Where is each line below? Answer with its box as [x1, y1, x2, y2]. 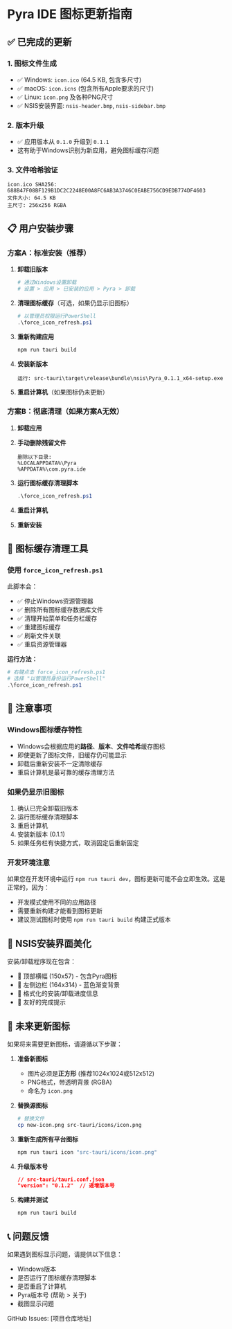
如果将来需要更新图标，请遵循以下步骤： [7, 1040, 123, 1048]
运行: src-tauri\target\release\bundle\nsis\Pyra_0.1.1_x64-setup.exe [17, 374, 224, 381]
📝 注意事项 [7, 703, 52, 714]
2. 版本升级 [7, 120, 44, 130]
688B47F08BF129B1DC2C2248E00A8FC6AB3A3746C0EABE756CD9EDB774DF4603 [7, 188, 206, 195]
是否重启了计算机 [17, 1282, 66, 1290]
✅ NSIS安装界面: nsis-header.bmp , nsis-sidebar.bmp [17, 101, 166, 109]
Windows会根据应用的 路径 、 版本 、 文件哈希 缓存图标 [17, 742, 166, 750]
